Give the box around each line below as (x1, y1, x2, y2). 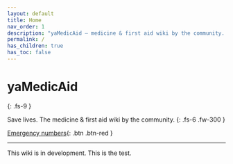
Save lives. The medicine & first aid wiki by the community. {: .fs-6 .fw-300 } (7, 115, 225, 124)
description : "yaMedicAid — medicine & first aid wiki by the (7, 29, 191, 37)
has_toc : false (7, 49, 51, 56)
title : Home (7, 17, 42, 24)
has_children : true (7, 42, 64, 49)
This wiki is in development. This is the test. (7, 149, 132, 157)
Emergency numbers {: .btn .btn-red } (7, 129, 113, 137)
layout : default (7, 10, 54, 17)
